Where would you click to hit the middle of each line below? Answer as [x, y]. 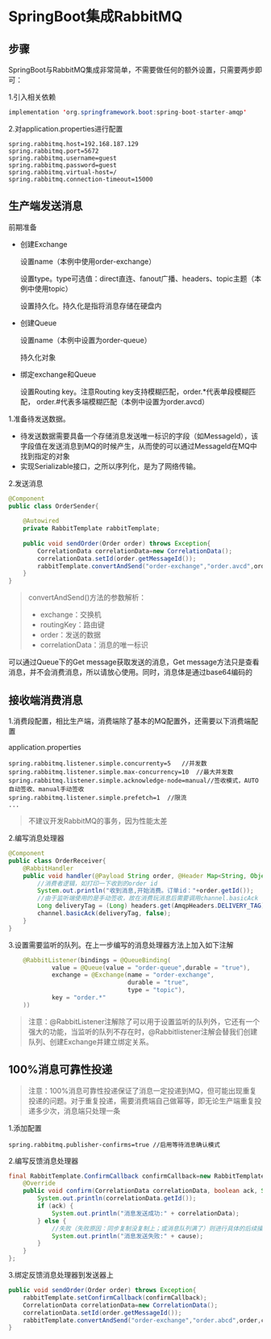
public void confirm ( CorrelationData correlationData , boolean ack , [140, 1191]
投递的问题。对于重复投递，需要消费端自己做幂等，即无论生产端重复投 [145, 1100]
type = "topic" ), [156, 990]
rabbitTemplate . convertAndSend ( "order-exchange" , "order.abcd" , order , [142, 1320]
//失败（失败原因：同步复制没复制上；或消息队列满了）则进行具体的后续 [154, 1228]
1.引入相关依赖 [32, 97]
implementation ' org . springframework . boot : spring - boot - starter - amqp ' [128, 112]
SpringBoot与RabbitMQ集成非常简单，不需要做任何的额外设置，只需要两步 [132, 70]
